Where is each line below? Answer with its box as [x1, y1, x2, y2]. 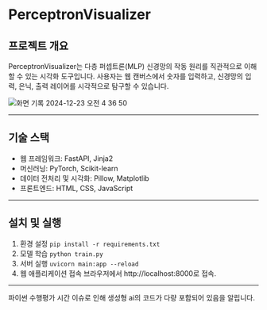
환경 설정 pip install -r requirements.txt [19, 239, 161, 248]
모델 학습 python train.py [19, 248, 103, 258]
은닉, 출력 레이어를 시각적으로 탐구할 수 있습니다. [18, 82, 169, 90]
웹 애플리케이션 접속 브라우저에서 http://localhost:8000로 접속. [19, 268, 217, 278]
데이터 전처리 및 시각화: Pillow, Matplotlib [19, 173, 149, 183]
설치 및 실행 [8, 216, 62, 230]
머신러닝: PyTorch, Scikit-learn [19, 163, 118, 173]
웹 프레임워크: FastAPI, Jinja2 [19, 153, 114, 163]
